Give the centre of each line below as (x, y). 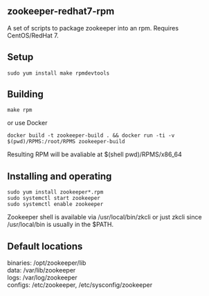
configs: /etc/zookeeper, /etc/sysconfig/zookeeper (80, 285)
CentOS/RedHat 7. (33, 35)
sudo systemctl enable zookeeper (55, 204)
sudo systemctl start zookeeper (54, 198)
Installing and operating (60, 176)
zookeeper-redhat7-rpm (61, 11)
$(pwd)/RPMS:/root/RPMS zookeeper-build (66, 142)
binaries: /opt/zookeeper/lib (47, 263)
